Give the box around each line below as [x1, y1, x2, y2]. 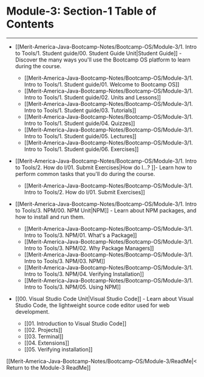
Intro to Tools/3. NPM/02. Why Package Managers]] [24, 244, 154, 252]
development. [15, 308, 50, 315]
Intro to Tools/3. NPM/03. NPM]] [24, 257, 105, 264]
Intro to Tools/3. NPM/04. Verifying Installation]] [24, 270, 144, 278]
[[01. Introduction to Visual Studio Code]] [24, 320, 126, 327]
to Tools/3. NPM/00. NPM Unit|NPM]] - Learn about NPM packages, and [15, 206, 197, 214]
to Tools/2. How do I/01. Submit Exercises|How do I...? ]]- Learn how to [15, 163, 192, 171]
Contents [6, 17, 55, 31]
